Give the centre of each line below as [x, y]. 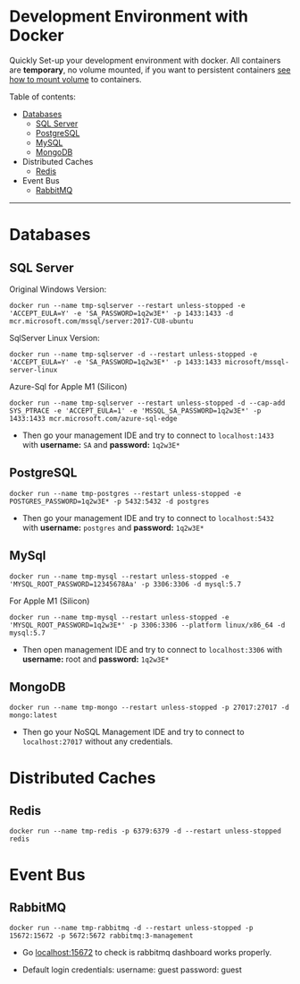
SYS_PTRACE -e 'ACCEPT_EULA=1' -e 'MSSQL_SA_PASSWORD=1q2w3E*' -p [135, 411]
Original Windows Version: [58, 289]
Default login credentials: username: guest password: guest [132, 970]
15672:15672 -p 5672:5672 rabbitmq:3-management [101, 936]
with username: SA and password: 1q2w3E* [101, 444]
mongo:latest [33, 715]
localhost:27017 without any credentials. [97, 741]
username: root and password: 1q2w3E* [96, 659]
